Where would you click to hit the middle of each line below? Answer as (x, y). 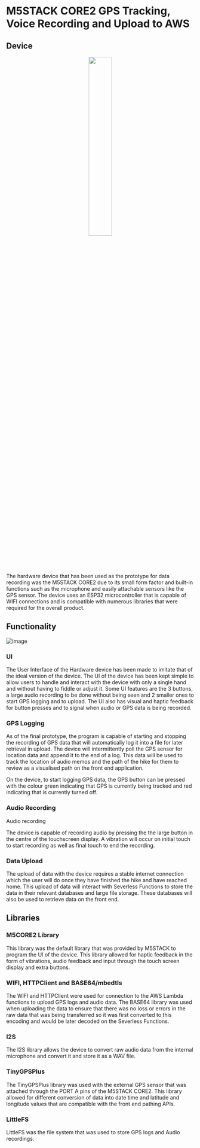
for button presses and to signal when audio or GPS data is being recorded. (99, 708)
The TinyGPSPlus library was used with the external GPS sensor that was (96, 1085)
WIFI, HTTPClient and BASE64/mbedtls (64, 983)
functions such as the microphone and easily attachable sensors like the (95, 589)
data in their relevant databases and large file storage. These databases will (99, 893)
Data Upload (24, 861)
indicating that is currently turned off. (52, 792)
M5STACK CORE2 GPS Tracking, (88, 11)
